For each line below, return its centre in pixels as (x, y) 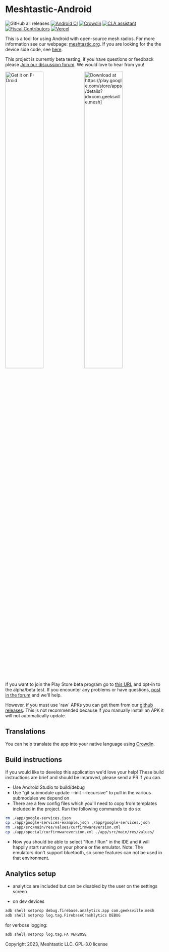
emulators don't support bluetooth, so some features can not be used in (87, 853)
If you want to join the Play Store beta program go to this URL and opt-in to (83, 684)
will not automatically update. (36, 715)
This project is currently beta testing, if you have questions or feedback (79, 59)
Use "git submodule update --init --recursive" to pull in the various (82, 792)
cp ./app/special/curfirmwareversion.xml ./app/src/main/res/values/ (80, 832)
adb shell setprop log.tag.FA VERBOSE (46, 934)
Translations (25, 732)
